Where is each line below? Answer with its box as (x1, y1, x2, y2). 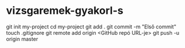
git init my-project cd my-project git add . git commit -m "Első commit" (6, 23, 177, 30)
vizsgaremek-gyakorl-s (6, 4, 123, 17)
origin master (6, 35, 38, 42)
